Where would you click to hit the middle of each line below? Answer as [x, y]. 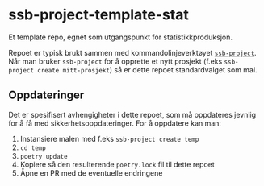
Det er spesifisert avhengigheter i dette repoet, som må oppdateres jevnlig [132, 114]
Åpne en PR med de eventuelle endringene [91, 173]
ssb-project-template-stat [99, 15]
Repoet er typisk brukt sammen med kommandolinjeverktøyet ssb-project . [132, 52]
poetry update [44, 156]
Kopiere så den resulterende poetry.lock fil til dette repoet [117, 164]
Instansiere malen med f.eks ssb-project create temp [109, 138]
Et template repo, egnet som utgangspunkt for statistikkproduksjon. [120, 37]
